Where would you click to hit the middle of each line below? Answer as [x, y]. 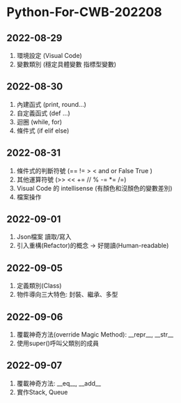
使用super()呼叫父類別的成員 [57, 344]
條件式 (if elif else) [43, 131]
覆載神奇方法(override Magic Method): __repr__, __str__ [95, 335]
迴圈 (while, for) [39, 122]
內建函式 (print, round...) [51, 104]
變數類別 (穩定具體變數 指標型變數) [66, 64]
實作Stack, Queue [42, 392]
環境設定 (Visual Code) [49, 56]
